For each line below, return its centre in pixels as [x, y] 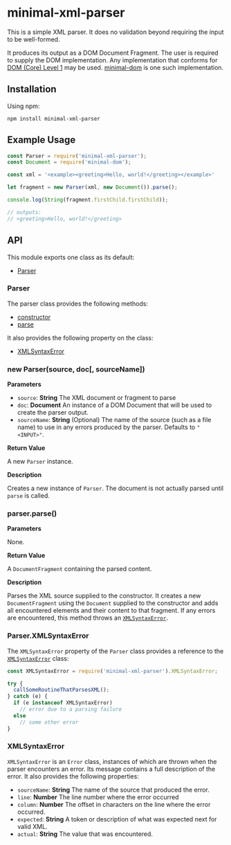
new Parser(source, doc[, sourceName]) [76, 369]
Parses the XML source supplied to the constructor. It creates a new [104, 596]
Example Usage [41, 140]
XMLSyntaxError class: [38, 658]
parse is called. [28, 496]
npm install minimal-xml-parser [54, 119]
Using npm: [24, 106]
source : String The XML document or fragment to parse [96, 398]
